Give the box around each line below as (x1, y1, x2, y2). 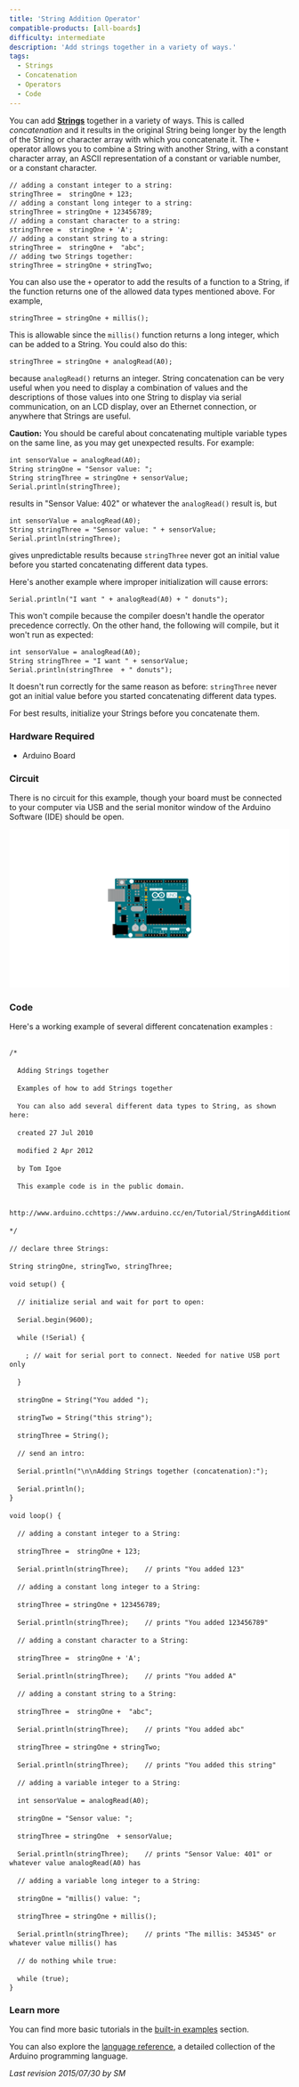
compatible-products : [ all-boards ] (9, 23, 141, 33)
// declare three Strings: (9, 1245, 109, 1254)
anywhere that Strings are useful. (9, 410, 132, 421)
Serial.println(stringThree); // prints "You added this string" (17, 1761, 277, 1770)
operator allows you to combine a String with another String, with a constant (9, 143, 289, 154)
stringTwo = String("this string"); (17, 1414, 153, 1423)
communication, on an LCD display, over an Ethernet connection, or (9, 401, 257, 411)
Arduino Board (21, 750, 76, 760)
